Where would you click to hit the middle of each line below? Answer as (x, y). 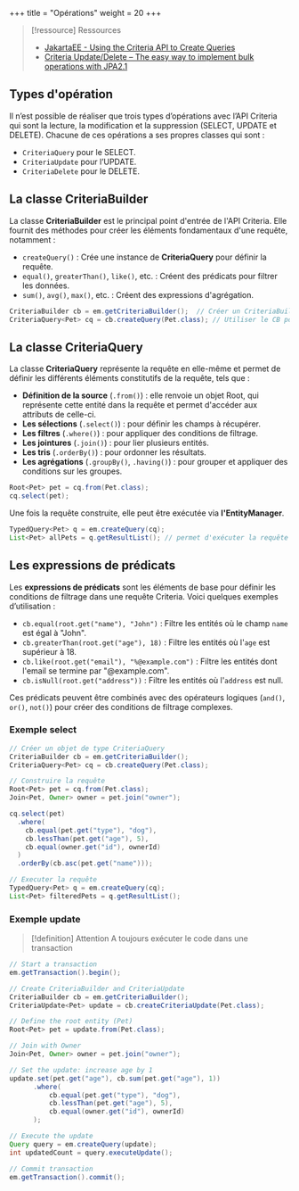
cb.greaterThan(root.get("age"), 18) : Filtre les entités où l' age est (146, 642)
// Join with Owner (45, 1046)
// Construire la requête (57, 781)
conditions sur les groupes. (72, 471)
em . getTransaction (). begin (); (65, 972)
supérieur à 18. (49, 651)
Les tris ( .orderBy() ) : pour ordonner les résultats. (114, 452)
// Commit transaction (51, 1169)
